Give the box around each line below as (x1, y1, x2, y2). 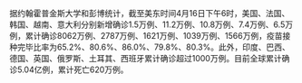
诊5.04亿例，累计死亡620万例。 (9, 64, 129, 75)
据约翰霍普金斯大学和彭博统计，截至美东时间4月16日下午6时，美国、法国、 (9, 8, 290, 18)
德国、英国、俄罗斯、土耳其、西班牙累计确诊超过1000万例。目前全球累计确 (9, 53, 290, 63)
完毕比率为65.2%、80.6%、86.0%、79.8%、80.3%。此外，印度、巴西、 (16, 41, 290, 52)
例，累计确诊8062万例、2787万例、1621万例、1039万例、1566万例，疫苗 (9, 31, 283, 41)
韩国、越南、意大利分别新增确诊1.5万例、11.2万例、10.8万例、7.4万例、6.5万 (9, 19, 293, 30)
